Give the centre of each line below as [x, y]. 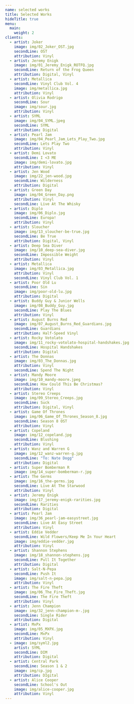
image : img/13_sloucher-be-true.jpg [52, 232]
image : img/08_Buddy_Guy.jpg [44, 306]
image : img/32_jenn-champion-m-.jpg [52, 611]
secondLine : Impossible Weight [46, 255]
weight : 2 [24, 33]
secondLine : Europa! [35, 218]
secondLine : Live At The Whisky [47, 204]
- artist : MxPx [25, 624]
